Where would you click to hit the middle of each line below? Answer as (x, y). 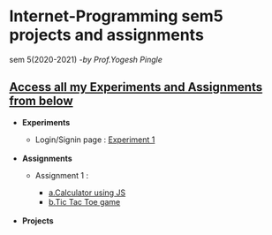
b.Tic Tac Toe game (84, 201)
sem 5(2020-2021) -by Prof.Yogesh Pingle (86, 59)
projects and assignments (107, 35)
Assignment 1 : (62, 175)
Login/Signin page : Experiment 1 (95, 140)
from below (41, 101)
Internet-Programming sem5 (116, 16)
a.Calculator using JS (87, 193)
